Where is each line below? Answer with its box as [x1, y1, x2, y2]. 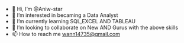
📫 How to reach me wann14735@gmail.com [11, 31, 120, 37]
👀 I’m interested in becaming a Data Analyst [11, 12, 118, 19]
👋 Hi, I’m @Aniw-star [11, 6, 63, 12]
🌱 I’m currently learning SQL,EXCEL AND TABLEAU [11, 18, 136, 24]
